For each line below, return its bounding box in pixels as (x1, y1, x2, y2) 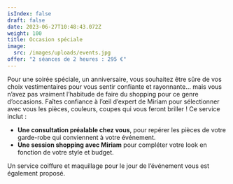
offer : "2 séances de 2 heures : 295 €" (7, 56, 127, 63)
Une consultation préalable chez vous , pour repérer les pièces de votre (17, 125, 226, 134)
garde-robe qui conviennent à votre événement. (17, 133, 156, 141)
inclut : (7, 112, 27, 120)
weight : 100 (7, 29, 42, 37)
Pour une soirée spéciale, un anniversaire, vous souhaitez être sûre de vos (7, 75, 222, 83)
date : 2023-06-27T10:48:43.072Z (7, 23, 101, 30)
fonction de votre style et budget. (17, 148, 114, 156)
